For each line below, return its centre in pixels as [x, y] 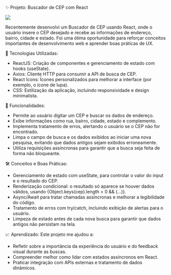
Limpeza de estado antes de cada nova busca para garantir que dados [87, 219]
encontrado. [25, 132]
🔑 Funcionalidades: [25, 106]
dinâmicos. [24, 268]
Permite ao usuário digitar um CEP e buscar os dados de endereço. [83, 115]
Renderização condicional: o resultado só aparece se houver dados [83, 186]
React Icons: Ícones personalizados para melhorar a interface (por [82, 79]
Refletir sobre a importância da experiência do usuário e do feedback [85, 246]
